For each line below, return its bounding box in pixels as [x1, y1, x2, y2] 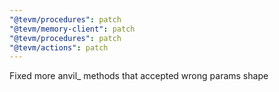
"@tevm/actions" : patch [9, 42, 109, 53]
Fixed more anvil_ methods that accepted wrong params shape [9, 70, 269, 82]
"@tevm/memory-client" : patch [9, 24, 136, 34]
